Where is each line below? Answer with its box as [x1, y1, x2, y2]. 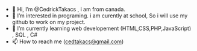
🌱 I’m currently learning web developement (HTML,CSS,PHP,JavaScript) [11, 25, 192, 32]
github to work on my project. [11, 19, 86, 25]
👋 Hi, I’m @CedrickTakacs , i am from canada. [11, 6, 125, 13]
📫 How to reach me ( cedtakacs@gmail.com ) [11, 38, 124, 45]
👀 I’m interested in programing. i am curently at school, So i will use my [11, 12, 188, 19]
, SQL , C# [11, 31, 38, 38]
